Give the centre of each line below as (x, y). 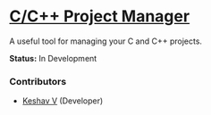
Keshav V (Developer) (63, 101)
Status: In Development (53, 58)
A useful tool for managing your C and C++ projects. (106, 41)
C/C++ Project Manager (100, 16)
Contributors (38, 81)
